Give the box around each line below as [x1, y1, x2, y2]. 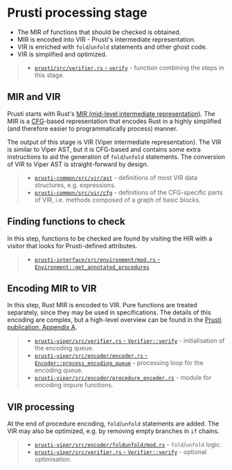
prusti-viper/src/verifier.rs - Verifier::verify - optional [34, 448, 207, 456]
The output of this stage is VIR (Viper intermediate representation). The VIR [7, 138, 222, 146]
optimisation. [34, 455, 72, 464]
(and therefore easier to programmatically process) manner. [7, 124, 178, 133]
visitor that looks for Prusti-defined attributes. [7, 241, 138, 250]
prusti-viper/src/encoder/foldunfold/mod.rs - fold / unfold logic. [34, 440, 222, 449]
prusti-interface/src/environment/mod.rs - [34, 255, 161, 264]
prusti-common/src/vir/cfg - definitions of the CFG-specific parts [34, 188, 223, 196]
